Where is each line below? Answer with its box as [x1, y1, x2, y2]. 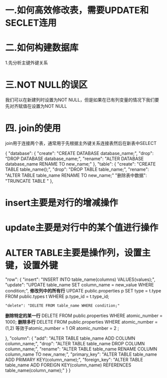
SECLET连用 [5, 17, 57, 29]
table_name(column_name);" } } [5, 367, 71, 373]
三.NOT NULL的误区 [5, 79, 88, 91]
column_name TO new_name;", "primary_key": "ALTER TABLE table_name [5, 351, 157, 357]
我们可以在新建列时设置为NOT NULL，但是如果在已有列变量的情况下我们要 [5, 97, 159, 103]
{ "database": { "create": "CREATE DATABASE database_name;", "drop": [5, 150, 154, 156]
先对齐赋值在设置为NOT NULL [5, 103, 67, 109]
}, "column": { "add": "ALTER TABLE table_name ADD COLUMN [5, 335, 135, 341]
